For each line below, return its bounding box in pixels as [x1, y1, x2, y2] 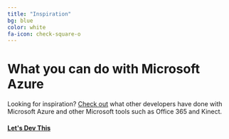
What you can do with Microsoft [7, 61, 201, 77]
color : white [7, 24, 46, 31]
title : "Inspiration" [7, 10, 72, 18]
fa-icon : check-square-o [7, 30, 81, 38]
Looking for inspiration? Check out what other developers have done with [7, 100, 223, 108]
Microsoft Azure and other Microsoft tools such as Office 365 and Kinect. [7, 108, 223, 116]
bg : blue [7, 17, 33, 24]
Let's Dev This [7, 123, 51, 132]
